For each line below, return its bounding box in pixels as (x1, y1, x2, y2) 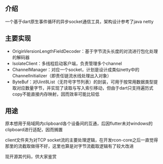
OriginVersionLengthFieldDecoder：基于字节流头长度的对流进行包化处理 (12, 48, 158, 54)
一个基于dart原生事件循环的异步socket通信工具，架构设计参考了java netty (5, 19, 154, 24)
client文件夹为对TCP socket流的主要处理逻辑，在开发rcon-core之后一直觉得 (5, 137, 158, 143)
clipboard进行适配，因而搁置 (5, 127, 63, 133)
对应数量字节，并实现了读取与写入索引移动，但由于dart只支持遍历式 (16, 85, 154, 91)
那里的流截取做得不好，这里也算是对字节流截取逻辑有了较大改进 (5, 143, 134, 149)
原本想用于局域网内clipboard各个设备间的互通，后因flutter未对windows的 (5, 120, 153, 126)
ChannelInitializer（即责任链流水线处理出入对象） (12, 72, 112, 78)
